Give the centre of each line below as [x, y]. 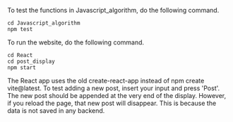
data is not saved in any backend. [56, 111]
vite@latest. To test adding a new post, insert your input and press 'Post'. [114, 88]
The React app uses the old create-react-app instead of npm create [106, 81]
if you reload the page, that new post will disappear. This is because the [112, 103]
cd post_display [31, 61]
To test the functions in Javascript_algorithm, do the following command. [113, 10]
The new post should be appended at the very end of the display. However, [117, 96]
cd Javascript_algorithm [44, 23]
